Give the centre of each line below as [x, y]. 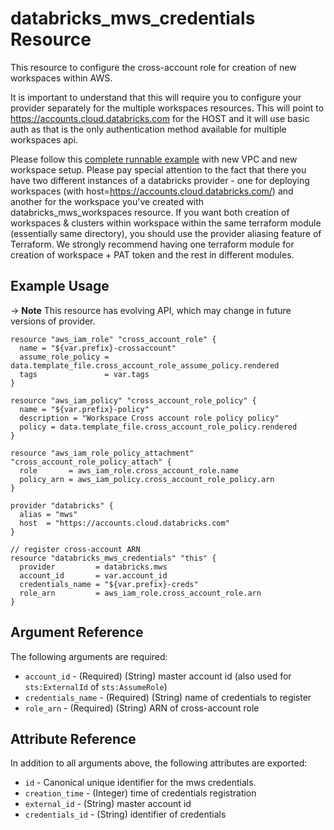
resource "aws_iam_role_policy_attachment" [102, 453]
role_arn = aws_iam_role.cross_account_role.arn [140, 593]
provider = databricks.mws [93, 567]
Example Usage [60, 286]
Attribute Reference [73, 738]
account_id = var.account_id [93, 575]
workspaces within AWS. [61, 78]
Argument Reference [77, 632]
